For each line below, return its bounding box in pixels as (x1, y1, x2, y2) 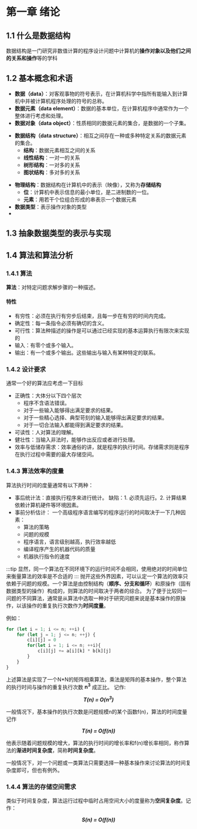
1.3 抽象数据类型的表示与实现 (6, 229, 111, 239)
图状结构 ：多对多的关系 (23, 169, 80, 176)
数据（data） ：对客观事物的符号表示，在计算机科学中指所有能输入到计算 (14, 90, 188, 97)
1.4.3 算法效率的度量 (6, 467, 64, 475)
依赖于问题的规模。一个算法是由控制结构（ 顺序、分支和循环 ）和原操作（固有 (6, 580, 191, 587)
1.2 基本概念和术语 (6, 73, 73, 83)
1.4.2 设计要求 (6, 365, 46, 374)
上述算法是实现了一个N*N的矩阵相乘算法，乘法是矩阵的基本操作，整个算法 (6, 676, 187, 683)
